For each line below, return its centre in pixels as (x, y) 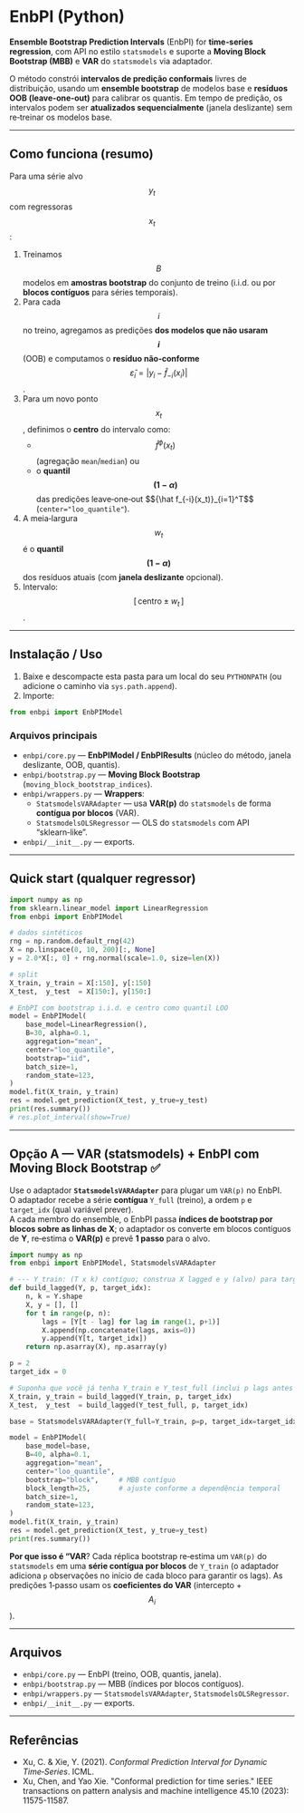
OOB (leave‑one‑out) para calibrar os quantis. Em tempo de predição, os (146, 98)
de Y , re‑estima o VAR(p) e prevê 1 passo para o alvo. (110, 1238)
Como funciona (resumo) (81, 155)
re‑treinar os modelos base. (61, 117)
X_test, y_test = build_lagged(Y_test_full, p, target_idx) (129, 1405)
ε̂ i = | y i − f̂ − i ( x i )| (159, 374)
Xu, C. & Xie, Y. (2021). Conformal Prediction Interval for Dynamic (145, 1762)
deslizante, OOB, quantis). (71, 764)
